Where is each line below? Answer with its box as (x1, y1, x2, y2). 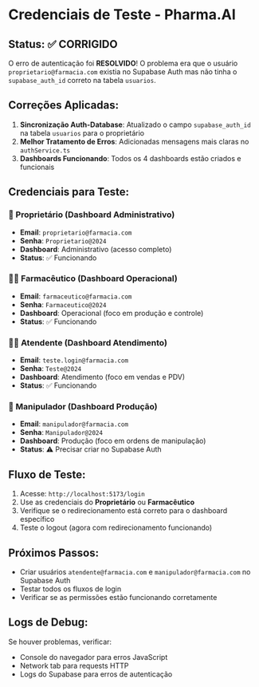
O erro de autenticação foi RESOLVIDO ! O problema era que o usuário (8, 58, 238, 68)
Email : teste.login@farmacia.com (19, 355, 129, 365)
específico (19, 515, 55, 524)
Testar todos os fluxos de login (19, 584, 122, 594)
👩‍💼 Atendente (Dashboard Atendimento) (8, 337, 167, 348)
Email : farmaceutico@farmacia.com (19, 291, 132, 301)
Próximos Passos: (8, 546, 100, 559)
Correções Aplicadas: (8, 98, 120, 113)
